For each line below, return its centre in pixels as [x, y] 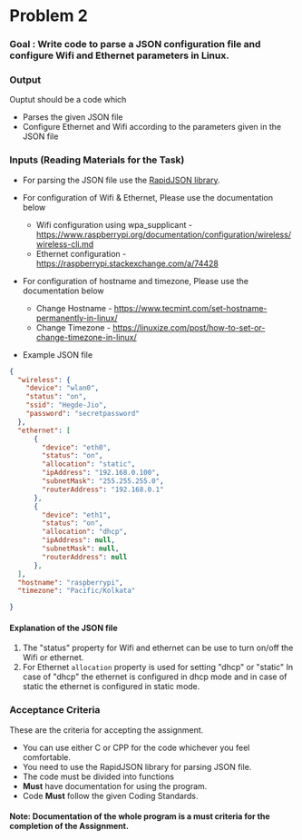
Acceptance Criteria [55, 710]
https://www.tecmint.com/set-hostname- [190, 308]
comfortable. [46, 757]
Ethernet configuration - [81, 253]
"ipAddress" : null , [79, 540]
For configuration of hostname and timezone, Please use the [136, 281]
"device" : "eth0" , [77, 447]
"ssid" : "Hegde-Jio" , [66, 405]
